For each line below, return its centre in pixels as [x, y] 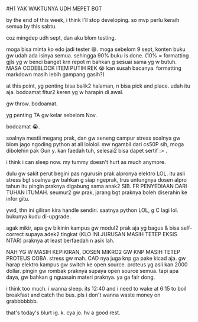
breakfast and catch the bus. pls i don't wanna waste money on [83, 295]
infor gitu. [18, 199]
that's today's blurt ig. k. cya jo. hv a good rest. [63, 313]
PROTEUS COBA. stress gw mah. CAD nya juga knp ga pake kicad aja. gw [96, 258]
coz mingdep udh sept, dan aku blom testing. [61, 38]
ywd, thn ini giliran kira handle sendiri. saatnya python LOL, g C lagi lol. [92, 210]
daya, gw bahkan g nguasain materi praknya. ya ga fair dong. [81, 277]
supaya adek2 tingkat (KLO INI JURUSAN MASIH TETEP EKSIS [101, 234]
